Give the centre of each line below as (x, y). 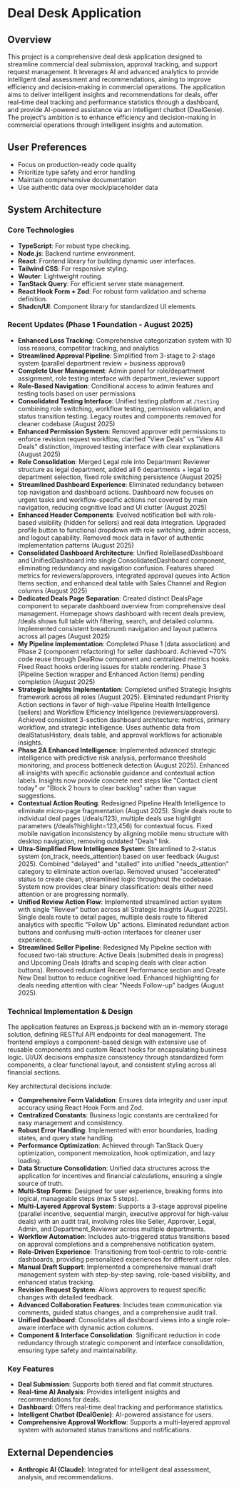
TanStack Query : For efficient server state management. (101, 283)
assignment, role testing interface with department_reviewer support (118, 378)
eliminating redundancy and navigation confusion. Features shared (116, 568)
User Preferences (47, 147)
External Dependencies (61, 1452)
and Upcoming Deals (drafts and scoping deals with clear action (112, 962)
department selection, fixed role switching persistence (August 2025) (120, 477)
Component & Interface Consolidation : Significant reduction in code (119, 1335)
